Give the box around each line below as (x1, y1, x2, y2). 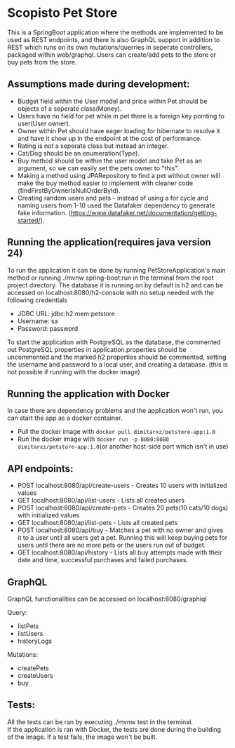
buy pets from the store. (7, 57, 77, 66)
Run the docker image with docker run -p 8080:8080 (17, 435, 170, 443)
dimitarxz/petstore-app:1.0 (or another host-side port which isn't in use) (17, 442, 229, 451)
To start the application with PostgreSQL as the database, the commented (7, 338, 221, 346)
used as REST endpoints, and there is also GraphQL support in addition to (7, 35, 220, 43)
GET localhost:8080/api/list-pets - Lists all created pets (17, 519, 178, 527)
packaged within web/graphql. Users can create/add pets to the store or (7, 50, 216, 59)
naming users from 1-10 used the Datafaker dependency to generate (17, 201, 215, 210)
